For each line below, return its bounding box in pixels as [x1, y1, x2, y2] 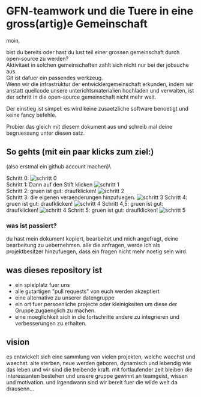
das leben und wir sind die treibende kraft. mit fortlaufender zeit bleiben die [6, 366, 193, 373]
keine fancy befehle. [6, 111, 57, 118]
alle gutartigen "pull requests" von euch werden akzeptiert [14, 288, 160, 295]
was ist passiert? [6, 221, 57, 230]
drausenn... [6, 385, 35, 392]
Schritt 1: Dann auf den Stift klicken [6, 180, 93, 188]
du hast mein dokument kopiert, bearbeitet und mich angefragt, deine [6, 235, 179, 242]
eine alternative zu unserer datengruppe [14, 294, 115, 301]
